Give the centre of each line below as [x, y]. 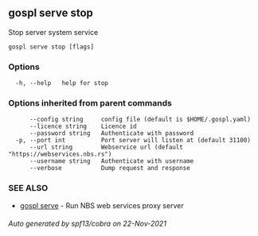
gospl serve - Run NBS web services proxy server [102, 205]
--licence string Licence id [83, 126]
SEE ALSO [28, 188]
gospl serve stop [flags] [51, 47]
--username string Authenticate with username [111, 161]
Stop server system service [53, 32]
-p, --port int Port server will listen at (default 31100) [133, 141]
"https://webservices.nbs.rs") [60, 154]
